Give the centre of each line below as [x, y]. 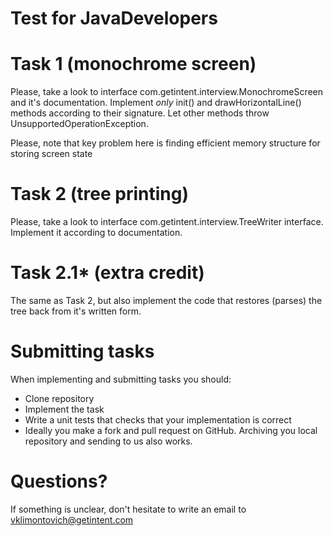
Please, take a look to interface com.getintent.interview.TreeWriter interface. [167, 222]
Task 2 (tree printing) [99, 194]
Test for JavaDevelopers [114, 18]
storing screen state [51, 154]
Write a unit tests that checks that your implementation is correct [158, 419]
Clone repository [59, 398]
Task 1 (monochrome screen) [133, 64]
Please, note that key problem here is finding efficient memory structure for [165, 143]
